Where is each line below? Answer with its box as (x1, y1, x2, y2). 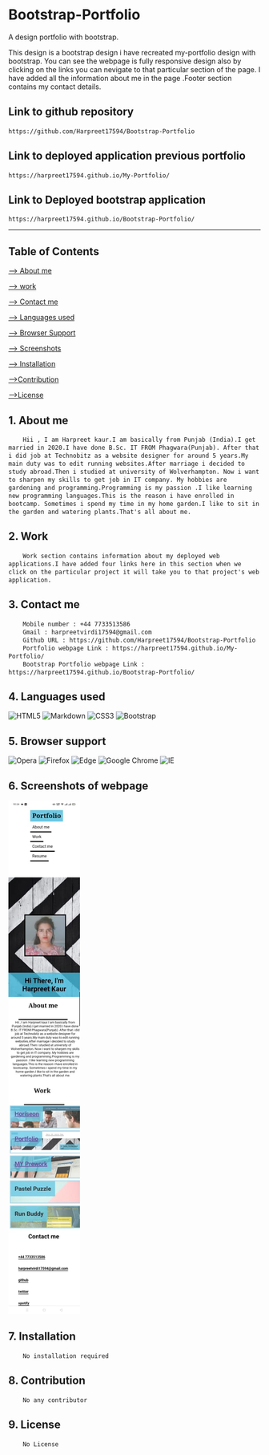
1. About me (8, 413, 69, 427)
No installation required (22, 1352, 110, 1360)
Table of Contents (8, 245, 100, 258)
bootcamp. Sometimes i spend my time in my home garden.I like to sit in (8, 500, 260, 508)
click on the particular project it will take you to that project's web (8, 568, 260, 576)
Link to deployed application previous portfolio (8, 149, 246, 163)
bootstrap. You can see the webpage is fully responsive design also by (8, 56, 242, 66)
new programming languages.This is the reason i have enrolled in (8, 492, 235, 500)
